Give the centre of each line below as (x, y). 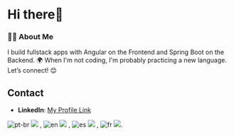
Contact (26, 93)
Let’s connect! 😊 (32, 70)
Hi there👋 (36, 15)
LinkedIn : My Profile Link (54, 110)
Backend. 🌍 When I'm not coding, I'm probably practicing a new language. (117, 61)
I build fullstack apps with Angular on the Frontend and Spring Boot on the (116, 52)
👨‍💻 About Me (30, 37)
